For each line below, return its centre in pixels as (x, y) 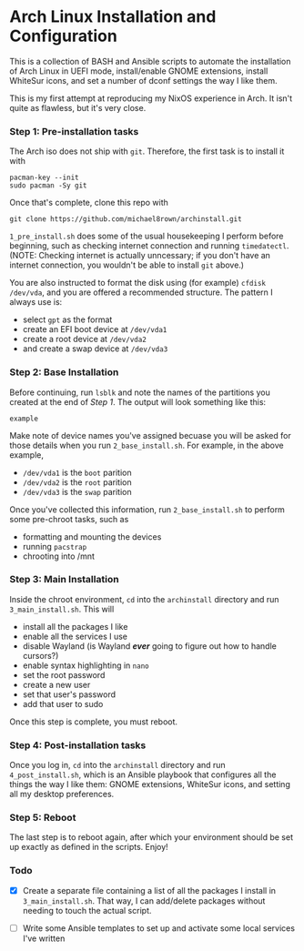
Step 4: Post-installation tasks (78, 745)
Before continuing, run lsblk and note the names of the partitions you (140, 392)
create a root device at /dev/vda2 (85, 339)
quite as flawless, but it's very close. (78, 107)
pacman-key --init (44, 178)
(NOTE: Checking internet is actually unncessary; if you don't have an (140, 256)
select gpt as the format (67, 319)
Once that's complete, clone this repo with (89, 203)
